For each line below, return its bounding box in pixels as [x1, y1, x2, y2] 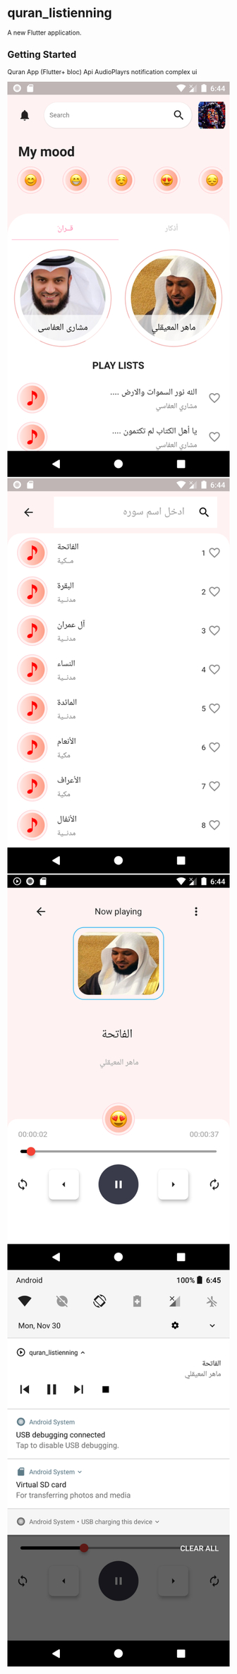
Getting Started [7, 49, 77, 61]
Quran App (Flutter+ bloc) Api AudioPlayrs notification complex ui [7, 67, 197, 76]
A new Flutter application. [7, 28, 82, 37]
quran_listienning [7, 5, 113, 21]
